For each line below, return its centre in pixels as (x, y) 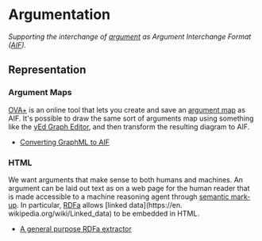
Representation (47, 70)
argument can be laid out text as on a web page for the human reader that (129, 188)
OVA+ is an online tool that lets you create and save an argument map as (127, 109)
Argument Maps (40, 93)
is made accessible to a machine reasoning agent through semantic (119, 197)
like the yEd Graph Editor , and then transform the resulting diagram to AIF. (129, 126)
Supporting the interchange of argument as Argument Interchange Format (130, 36)
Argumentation (60, 15)
